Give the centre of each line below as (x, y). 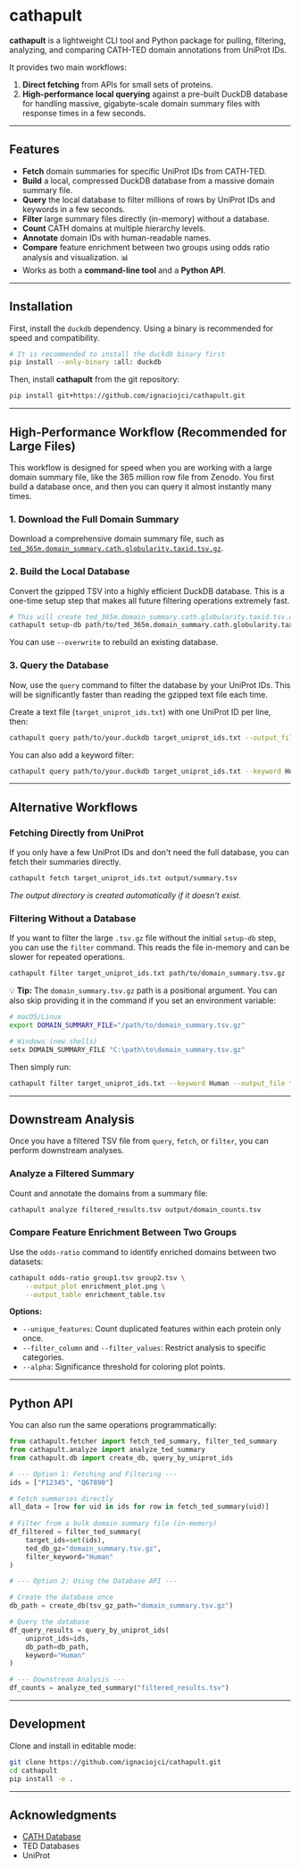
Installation (41, 306)
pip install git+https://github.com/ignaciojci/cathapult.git (127, 396)
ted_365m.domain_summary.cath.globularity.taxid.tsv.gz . (117, 548)
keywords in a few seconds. (74, 209)
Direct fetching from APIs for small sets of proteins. (117, 84)
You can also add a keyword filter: (72, 755)
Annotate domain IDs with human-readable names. (117, 237)
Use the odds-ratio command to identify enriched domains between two (143, 1252)
